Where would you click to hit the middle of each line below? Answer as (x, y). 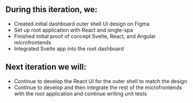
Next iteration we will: (46, 67)
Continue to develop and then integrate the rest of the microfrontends (98, 87)
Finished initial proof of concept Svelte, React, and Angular (85, 36)
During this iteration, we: (51, 10)
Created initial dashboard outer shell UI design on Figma (82, 23)
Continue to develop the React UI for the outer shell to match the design (101, 81)
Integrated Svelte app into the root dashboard (69, 49)
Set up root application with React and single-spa (73, 30)
